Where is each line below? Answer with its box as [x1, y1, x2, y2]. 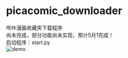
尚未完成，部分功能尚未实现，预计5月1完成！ [6, 31, 114, 39]
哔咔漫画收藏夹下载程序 [6, 24, 63, 31]
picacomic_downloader [6, 4, 123, 18]
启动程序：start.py [6, 39, 51, 46]
